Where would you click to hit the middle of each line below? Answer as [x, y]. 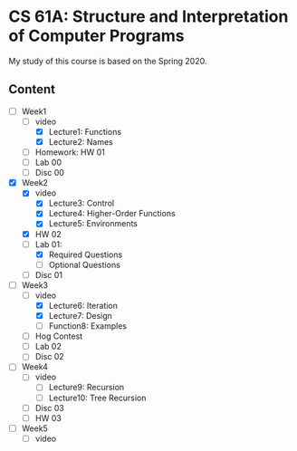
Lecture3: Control [81, 203]
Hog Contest [59, 336]
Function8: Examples [88, 326]
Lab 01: [48, 244]
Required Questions [86, 254]
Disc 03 [49, 408]
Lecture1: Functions [85, 131]
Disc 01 [48, 274]
